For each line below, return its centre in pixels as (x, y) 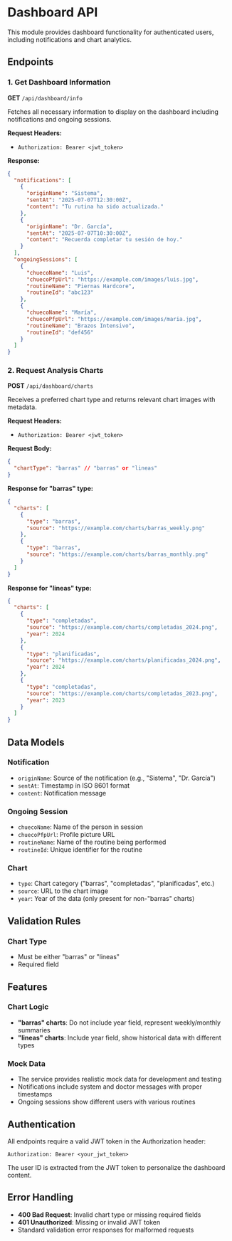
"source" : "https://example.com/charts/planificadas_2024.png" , (123, 660)
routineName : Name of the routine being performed (92, 842)
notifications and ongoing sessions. (59, 119)
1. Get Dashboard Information (59, 83)
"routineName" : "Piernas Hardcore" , (80, 286)
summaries (34, 1030)
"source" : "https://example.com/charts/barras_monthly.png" (117, 555)
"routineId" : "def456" (60, 332)
